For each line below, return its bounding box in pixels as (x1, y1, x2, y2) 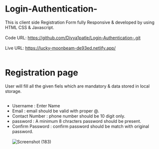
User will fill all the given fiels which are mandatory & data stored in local (5, 83, 150, 89)
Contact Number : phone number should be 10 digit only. (12, 113, 126, 119)
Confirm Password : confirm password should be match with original (12, 123, 149, 129)
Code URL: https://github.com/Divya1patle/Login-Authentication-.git (5, 35, 141, 41)
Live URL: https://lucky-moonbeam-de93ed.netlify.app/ (5, 45, 116, 51)
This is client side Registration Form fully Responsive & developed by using (5, 19, 155, 25)
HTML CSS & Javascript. (5, 24, 54, 30)
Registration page (5, 67, 79, 78)
